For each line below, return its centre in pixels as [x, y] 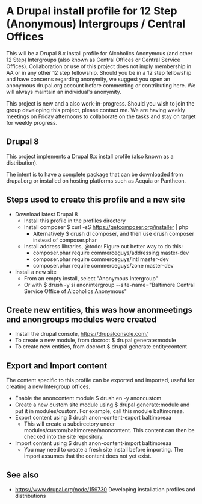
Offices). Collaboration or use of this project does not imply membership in [99, 66]
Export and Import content [57, 366]
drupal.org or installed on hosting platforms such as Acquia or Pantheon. [96, 181]
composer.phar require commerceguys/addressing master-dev [111, 253]
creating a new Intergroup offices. [48, 386]
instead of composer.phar [65, 240]
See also [23, 475]
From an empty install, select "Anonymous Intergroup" [91, 278]
